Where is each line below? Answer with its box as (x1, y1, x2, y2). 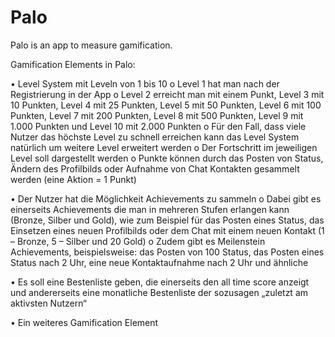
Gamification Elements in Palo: (10, 58, 136, 70)
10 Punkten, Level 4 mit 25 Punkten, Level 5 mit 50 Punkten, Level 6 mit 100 (10, 99, 322, 111)
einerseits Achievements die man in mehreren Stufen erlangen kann (10, 203, 290, 215)
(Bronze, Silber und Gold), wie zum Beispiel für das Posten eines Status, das (10, 214, 325, 226)
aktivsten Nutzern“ (10, 297, 87, 309)
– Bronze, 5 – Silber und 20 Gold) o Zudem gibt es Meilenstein (10, 235, 266, 247)
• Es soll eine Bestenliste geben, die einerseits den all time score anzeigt (10, 276, 310, 288)
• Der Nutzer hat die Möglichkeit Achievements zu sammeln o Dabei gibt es (10, 192, 322, 205)
